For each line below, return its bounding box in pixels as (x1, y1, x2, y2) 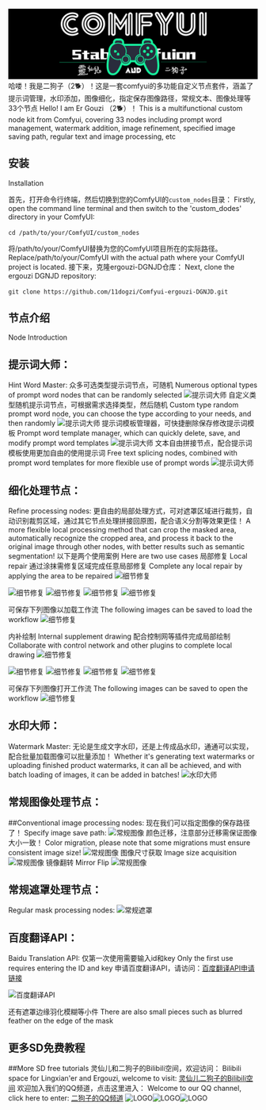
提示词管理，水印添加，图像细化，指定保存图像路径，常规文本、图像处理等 (8, 93, 251, 103)
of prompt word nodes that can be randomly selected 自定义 (8, 390, 249, 400)
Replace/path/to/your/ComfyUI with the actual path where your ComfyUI (8, 252, 245, 262)
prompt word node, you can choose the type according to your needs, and (8, 409, 252, 419)
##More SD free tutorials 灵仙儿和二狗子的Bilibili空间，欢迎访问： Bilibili (8, 1064, 241, 1074)
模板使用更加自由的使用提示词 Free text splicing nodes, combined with (8, 448, 237, 458)
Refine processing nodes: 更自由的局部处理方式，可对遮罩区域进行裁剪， (8, 506, 246, 516)
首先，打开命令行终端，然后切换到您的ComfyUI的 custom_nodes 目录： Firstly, (8, 194, 256, 204)
